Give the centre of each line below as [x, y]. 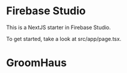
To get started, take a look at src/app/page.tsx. [64, 39]
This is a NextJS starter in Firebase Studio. [59, 27]
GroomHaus [36, 63]
